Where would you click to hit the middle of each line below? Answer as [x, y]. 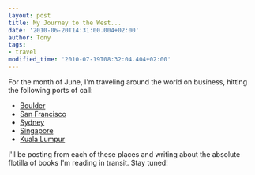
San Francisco [43, 114]
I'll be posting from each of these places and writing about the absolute [124, 154]
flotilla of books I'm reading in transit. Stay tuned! [88, 162]
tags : [17, 45]
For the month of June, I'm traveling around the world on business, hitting [127, 82]
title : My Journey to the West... [65, 23]
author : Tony [30, 37]
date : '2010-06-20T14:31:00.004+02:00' [74, 30]
